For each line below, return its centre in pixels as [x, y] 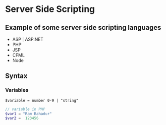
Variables [17, 90]
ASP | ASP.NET [28, 39]
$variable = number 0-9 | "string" [42, 100]
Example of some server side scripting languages [83, 28]
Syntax [16, 76]
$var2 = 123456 [22, 118]
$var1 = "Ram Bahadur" [28, 114]
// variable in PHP [25, 109]
